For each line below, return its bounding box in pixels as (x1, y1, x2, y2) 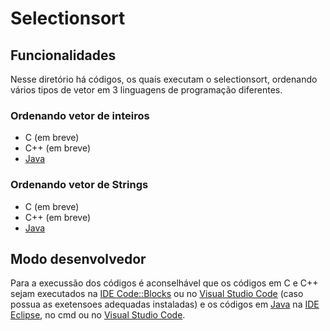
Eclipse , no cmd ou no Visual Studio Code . (10, 309, 186, 321)
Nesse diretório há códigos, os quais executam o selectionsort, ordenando (10, 73, 318, 85)
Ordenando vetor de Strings (10, 178, 149, 192)
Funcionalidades (10, 47, 117, 64)
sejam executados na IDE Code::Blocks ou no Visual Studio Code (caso (10, 288, 304, 300)
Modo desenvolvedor (10, 250, 147, 267)
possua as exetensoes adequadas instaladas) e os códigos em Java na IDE (10, 298, 320, 311)
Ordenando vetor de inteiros (10, 108, 150, 122)
